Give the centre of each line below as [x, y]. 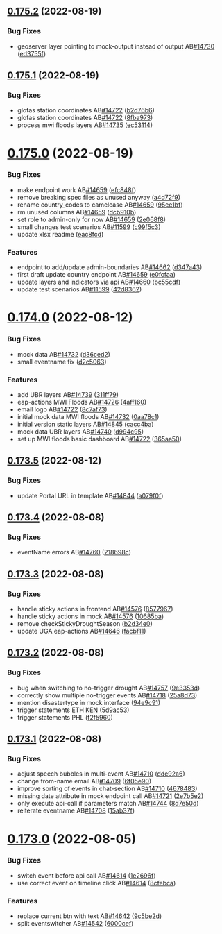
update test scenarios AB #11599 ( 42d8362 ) [79, 289]
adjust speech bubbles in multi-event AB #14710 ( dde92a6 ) [101, 774]
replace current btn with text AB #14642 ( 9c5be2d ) [89, 916]
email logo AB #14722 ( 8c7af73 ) [62, 409]
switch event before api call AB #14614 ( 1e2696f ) [86, 875]
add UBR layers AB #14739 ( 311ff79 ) [68, 394]
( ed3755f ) [32, 53]
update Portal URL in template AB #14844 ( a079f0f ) [90, 495]
